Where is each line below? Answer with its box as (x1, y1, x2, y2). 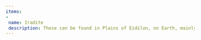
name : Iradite (8, 19, 44, 25)
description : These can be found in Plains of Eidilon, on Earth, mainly (8, 25, 197, 31)
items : (5, 8, 22, 15)
